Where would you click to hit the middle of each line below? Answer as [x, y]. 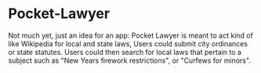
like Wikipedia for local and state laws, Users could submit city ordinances [128, 43]
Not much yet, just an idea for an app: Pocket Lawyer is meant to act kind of [130, 35]
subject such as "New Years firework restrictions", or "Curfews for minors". [129, 60]
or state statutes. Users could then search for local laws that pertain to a [125, 52]
